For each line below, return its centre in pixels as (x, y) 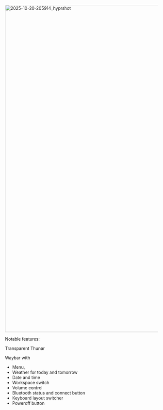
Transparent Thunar (25, 348)
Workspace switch (31, 383)
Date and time (26, 377)
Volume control (27, 388)
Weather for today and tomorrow (45, 372)
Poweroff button (28, 403)
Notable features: (22, 339)
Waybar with (18, 358)
